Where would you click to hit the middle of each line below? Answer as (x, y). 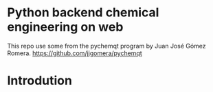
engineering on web (65, 27)
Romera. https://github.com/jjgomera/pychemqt (75, 53)
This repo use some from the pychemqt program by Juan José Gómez (106, 46)
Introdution (40, 81)
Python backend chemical (83, 13)
